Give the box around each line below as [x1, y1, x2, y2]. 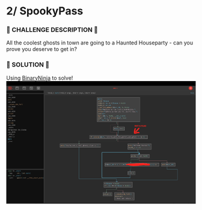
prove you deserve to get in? [6, 46, 77, 53]
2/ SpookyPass [6, 4, 84, 18]
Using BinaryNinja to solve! [6, 74, 73, 82]
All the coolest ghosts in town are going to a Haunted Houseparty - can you [6, 39, 194, 46]
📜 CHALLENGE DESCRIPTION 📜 [6, 26, 98, 34]
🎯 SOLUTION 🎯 [6, 61, 50, 69]
